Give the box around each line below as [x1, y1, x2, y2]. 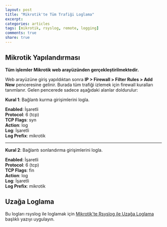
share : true [5, 35, 30, 40]
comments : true [5, 30, 37, 35]
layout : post [5, 7, 32, 12]
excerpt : [5, 16, 23, 21]
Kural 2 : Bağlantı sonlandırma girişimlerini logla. [5, 147, 103, 153]
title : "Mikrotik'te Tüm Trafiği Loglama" [5, 12, 94, 17]
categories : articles [5, 21, 50, 26]
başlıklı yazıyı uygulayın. [5, 216, 55, 222]
